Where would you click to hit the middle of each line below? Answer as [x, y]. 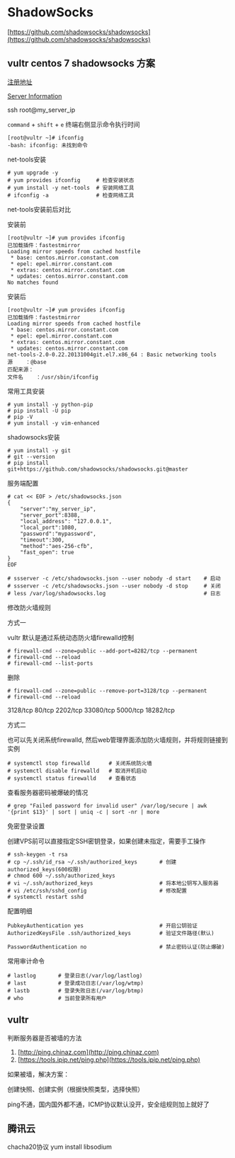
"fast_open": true [47, 552]
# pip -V [20, 417]
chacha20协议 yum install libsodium [59, 1147]
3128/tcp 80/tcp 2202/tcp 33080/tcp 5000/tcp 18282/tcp [91, 710]
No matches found [33, 282]
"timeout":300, [42, 540]
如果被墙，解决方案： [38, 1074]
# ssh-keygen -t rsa [38, 854]
